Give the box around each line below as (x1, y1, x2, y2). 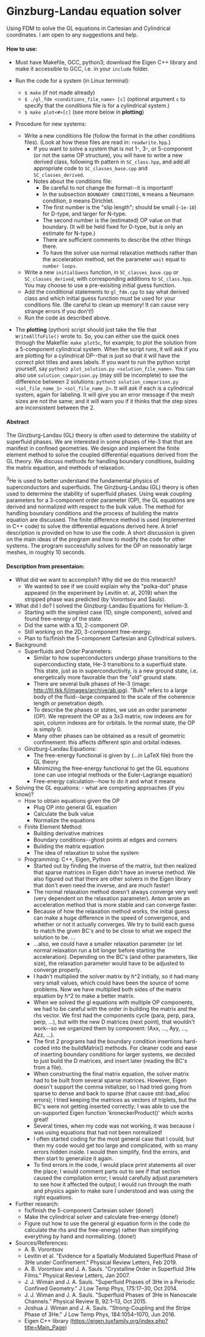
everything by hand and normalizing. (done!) (24, 1233, 137, 1240)
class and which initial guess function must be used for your (24, 295, 176, 302)
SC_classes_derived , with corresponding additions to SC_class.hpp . (24, 275, 193, 283)
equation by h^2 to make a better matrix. (33, 993, 135, 1000)
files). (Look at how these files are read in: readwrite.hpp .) (24, 139, 171, 146)
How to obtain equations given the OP (24, 797, 120, 805)
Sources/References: (15, 1239, 69, 1246)
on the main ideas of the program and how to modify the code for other (6, 535, 186, 543)
